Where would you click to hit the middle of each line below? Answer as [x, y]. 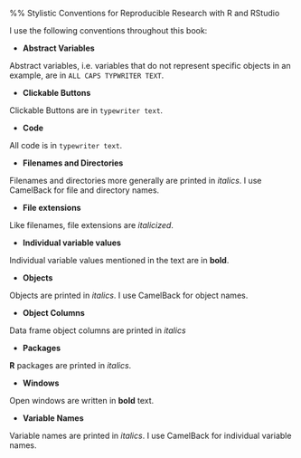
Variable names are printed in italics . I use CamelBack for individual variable [150, 435]
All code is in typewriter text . [66, 145]
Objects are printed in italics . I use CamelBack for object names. [129, 295]
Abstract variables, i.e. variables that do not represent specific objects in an [150, 66]
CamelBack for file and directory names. [85, 190]
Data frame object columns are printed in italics [98, 330]
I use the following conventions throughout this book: [108, 30]
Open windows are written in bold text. [82, 401]
